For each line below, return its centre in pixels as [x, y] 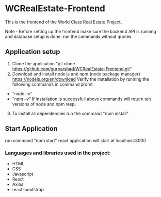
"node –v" [22, 93]
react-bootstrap [28, 189]
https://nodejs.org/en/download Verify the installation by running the [80, 79]
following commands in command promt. [53, 84]
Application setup [32, 52]
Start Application [31, 129]
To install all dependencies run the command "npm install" [70, 113]
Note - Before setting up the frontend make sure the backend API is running [80, 31]
